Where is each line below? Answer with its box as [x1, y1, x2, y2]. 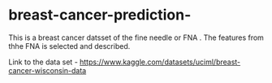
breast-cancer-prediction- [8, 6, 192, 24]
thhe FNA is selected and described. [8, 41, 131, 50]
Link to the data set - [8, 57, 79, 67]
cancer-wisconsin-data [8, 65, 87, 75]
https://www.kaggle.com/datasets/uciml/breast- [80, 57, 241, 67]
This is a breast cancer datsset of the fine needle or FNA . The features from [8, 33, 264, 42]
